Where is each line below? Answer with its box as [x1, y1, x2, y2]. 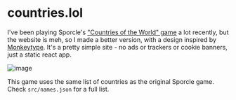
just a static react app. [7, 50, 72, 59]
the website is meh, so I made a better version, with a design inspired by [7, 35, 216, 43]
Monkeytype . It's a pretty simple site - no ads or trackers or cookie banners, [7, 43, 228, 51]
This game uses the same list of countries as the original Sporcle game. [7, 77, 214, 85]
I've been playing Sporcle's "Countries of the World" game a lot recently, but [7, 28, 229, 36]
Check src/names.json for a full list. [7, 85, 110, 93]
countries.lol [7, 5, 83, 21]
